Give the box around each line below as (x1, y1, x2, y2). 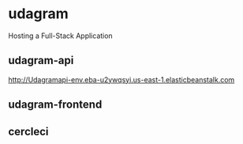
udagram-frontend (8, 98, 103, 112)
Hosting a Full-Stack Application (8, 31, 113, 40)
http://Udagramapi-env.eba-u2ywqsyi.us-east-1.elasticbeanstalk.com (8, 74, 235, 84)
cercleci (8, 124, 49, 138)
